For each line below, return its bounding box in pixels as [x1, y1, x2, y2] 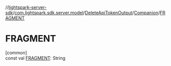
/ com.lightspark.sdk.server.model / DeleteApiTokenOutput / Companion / [12, 10, 160, 16]
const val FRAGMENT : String [5, 55, 65, 61]
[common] [5, 49, 27, 55]
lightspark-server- [8, 5, 47, 10]
